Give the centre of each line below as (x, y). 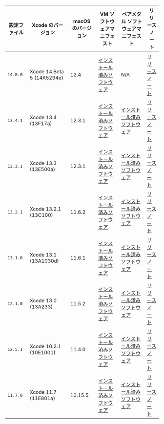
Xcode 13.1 (43, 255)
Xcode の (42, 25)
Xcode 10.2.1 (45, 346)
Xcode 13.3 (43, 163)
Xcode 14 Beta (47, 72)
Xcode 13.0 (43, 301)
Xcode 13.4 (43, 117)
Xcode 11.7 (43, 392)
